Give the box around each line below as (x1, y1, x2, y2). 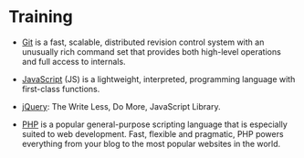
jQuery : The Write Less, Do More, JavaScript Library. (21, 100, 221, 111)
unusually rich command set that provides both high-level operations (21, 46, 282, 57)
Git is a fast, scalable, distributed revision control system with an (21, 37, 265, 47)
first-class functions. (21, 83, 100, 94)
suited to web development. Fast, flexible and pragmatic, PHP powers (21, 128, 284, 139)
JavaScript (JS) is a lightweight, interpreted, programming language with (21, 73, 296, 84)
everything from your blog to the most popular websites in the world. (21, 138, 281, 149)
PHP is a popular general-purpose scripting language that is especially (21, 119, 288, 130)
